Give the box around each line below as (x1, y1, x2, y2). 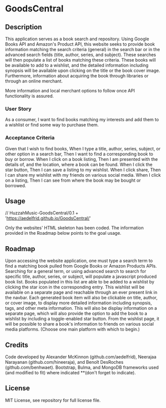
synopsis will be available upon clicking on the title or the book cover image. (5, 68, 161, 73)
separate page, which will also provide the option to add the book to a (5, 311, 147, 317)
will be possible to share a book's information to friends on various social (5, 321, 154, 327)
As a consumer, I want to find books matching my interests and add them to (5, 117, 159, 123)
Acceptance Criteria (5, 135, 55, 141)
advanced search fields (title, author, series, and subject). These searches (5, 52, 157, 58)
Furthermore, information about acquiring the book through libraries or (5, 73, 149, 78)
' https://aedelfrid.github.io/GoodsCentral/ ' (5, 215, 91, 221)
